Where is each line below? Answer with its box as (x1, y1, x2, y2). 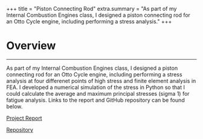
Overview (6, 39, 56, 53)
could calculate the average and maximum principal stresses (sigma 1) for (6, 90, 190, 97)
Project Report (6, 114, 42, 122)
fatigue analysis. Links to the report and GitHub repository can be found (6, 96, 185, 103)
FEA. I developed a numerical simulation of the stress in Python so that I (6, 84, 185, 91)
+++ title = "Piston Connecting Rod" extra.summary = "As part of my (6, 5, 177, 12)
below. (6, 102, 23, 110)
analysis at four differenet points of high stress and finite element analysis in (6, 77, 196, 84)
